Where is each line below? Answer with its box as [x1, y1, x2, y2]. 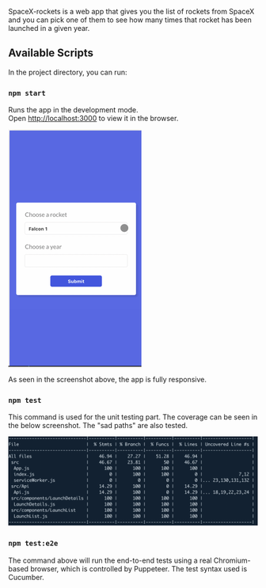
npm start [8, 89, 46, 97]
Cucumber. [8, 572, 45, 582]
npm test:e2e [8, 539, 59, 548]
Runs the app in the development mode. [8, 105, 139, 115]
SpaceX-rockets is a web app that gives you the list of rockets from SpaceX [8, 7, 255, 16]
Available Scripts [8, 47, 93, 60]
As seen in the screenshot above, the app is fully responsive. [8, 375, 207, 385]
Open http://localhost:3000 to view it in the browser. [8, 114, 179, 123]
